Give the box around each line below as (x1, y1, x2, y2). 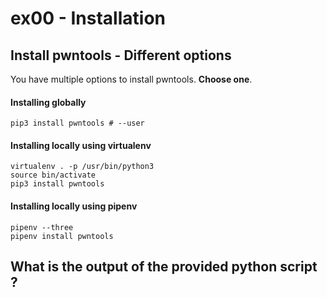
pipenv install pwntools (10, 231, 114, 241)
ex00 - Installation (10, 7, 166, 30)
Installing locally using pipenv (10, 200, 138, 212)
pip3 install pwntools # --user (10, 118, 145, 129)
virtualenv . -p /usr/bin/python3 (10, 162, 155, 172)
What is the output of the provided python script (10, 258, 318, 275)
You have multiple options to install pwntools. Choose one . (10, 73, 253, 85)
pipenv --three (10, 222, 74, 232)
